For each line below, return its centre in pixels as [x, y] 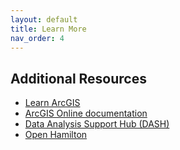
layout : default [44, 19]
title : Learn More [48, 29]
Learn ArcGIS [52, 103]
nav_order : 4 [37, 38]
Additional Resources [78, 78]
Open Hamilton [56, 135]
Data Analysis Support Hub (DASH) [97, 124]
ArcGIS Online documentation [86, 113]
